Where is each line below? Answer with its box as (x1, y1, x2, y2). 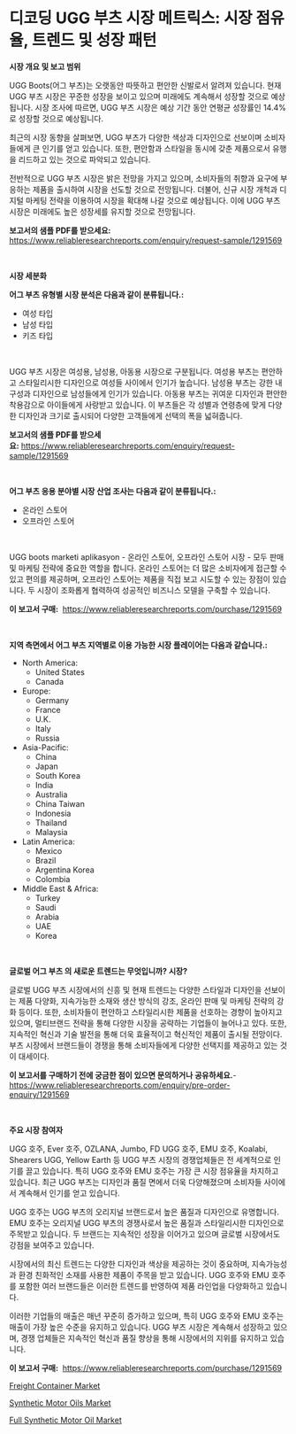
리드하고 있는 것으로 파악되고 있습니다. (18, 154, 151, 165)
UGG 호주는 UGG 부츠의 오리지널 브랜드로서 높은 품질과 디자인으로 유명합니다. (9, 1206, 280, 1217)
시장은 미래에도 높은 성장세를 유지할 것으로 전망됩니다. (9, 205, 196, 217)
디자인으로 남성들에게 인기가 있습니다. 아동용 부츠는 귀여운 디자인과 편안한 (32, 388, 288, 399)
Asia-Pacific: (21, 741, 69, 753)
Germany (34, 694, 69, 705)
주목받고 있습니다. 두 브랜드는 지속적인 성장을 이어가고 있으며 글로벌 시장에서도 (9, 1229, 281, 1239)
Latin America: (21, 836, 75, 847)
